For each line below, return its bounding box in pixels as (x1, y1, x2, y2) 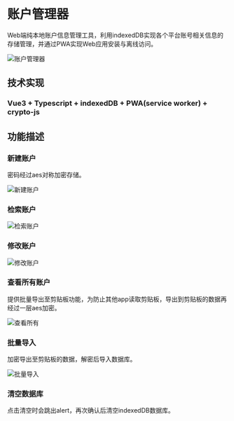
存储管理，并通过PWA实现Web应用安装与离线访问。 (7, 39, 158, 48)
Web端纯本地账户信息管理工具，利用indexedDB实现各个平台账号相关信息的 (7, 31, 224, 39)
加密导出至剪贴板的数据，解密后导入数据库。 (7, 355, 137, 364)
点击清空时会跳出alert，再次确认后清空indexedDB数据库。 (7, 406, 174, 415)
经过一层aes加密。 (7, 303, 61, 312)
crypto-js (7, 107, 40, 117)
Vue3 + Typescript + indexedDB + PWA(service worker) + (7, 99, 208, 109)
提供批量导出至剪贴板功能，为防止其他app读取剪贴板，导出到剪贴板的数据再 (7, 295, 228, 303)
